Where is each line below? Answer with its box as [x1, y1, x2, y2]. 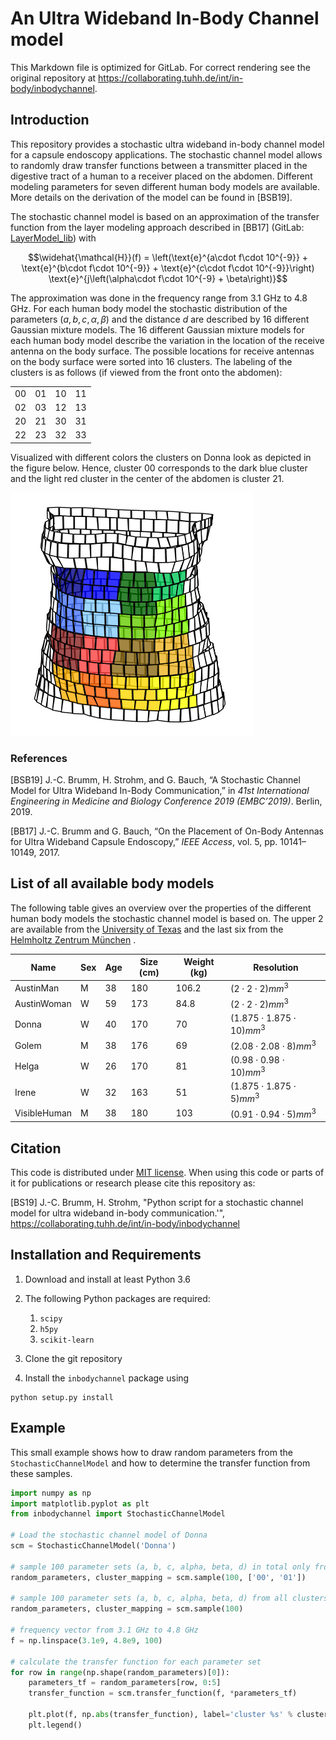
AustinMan [14, 982, 60, 994]
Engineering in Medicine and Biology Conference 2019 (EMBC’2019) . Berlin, [10, 795, 323, 807]
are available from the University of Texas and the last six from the [10, 923, 284, 935]
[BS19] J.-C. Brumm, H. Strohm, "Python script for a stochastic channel [10, 1197, 304, 1209]
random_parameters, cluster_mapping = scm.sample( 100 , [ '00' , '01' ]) [10, 1572, 307, 1582]
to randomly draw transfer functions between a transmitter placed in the [10, 159, 308, 171]
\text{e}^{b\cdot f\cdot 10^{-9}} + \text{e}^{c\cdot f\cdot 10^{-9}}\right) [21, 262, 315, 274]
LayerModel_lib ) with [10, 232, 97, 244]
